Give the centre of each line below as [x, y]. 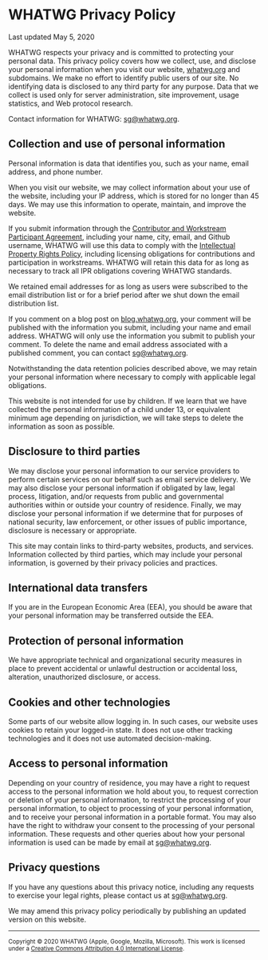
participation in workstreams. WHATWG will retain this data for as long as [129, 262]
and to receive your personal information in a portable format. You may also [132, 817]
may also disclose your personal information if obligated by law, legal [122, 488]
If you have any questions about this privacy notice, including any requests [131, 886]
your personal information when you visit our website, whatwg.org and [124, 69]
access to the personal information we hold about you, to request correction [134, 791]
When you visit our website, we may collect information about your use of [129, 187]
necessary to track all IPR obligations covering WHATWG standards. [120, 270]
